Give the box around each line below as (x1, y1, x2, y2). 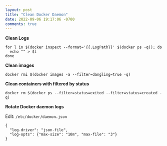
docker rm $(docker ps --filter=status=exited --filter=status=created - (5, 91, 162, 96)
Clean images (5, 62, 34, 68)
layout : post (5, 7, 32, 13)
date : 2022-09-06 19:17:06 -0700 (5, 17, 75, 22)
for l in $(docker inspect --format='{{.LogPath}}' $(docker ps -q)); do (5, 45, 162, 50)
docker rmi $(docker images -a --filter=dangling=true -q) (5, 72, 131, 77)
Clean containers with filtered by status (5, 81, 89, 87)
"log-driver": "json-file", (9, 127, 68, 133)
